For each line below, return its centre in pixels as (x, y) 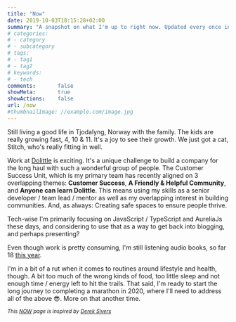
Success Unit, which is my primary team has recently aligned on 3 (103, 175)
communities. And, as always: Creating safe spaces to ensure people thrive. (117, 205)
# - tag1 (20, 60)
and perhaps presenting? (44, 233)
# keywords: (25, 72)
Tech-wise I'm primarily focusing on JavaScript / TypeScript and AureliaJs (115, 219)
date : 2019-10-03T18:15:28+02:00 (56, 20)
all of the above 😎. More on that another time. (74, 298)
